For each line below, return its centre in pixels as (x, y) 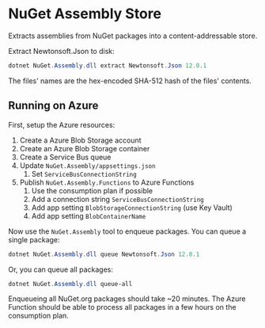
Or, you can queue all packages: (61, 269)
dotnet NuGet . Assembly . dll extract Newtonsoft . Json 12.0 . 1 (108, 65)
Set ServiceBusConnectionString (84, 174)
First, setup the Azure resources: (62, 124)
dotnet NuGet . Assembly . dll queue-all (70, 284)
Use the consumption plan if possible (92, 190)
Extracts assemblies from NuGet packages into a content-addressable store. (133, 36)
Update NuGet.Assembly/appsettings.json (87, 165)
